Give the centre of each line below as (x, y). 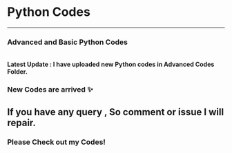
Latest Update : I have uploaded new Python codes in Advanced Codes (111, 64)
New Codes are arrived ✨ (50, 90)
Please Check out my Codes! (56, 142)
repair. (22, 122)
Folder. (17, 72)
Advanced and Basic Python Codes (67, 42)
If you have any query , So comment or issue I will (116, 112)
